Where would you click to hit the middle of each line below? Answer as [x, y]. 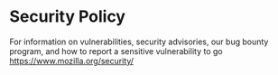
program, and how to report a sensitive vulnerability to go [116, 51]
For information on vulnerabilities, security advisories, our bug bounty [139, 42]
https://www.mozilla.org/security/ [71, 61]
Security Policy [68, 17]
